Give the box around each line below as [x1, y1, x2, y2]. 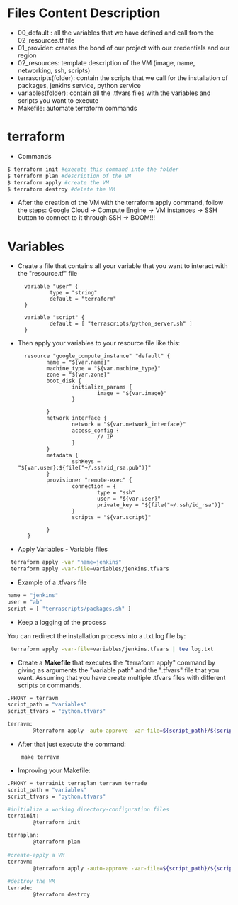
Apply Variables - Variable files [17, 545, 108, 554]
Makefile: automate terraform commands [17, 104, 137, 112]
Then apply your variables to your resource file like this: [17, 339, 181, 348]
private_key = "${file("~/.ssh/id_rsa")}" [96, 501, 225, 509]
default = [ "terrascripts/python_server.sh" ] [49, 321, 193, 328]
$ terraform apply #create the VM [7, 179, 110, 186]
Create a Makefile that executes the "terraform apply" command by [17, 658, 216, 667]
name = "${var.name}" [46, 359, 110, 366]
